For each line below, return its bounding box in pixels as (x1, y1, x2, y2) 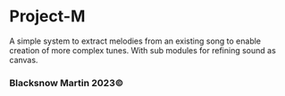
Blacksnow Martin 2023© (9, 76, 124, 89)
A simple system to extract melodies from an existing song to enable (9, 36, 262, 46)
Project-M (9, 6, 86, 27)
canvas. (9, 54, 38, 65)
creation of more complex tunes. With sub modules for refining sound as (9, 44, 277, 55)
